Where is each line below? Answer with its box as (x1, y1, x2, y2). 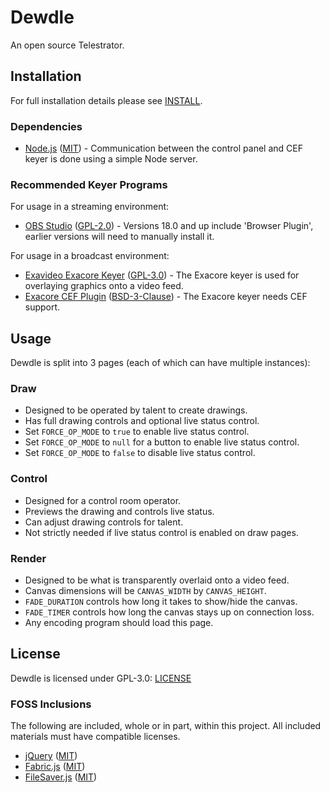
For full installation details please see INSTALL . (10, 94, 203, 106)
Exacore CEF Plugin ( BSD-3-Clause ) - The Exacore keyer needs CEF (24, 291, 308, 303)
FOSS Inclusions (10, 697, 92, 711)
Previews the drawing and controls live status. (24, 505, 215, 517)
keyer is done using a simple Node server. (24, 153, 198, 165)
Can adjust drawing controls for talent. (24, 516, 184, 528)
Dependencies (10, 119, 83, 133)
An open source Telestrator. (10, 39, 125, 51)
